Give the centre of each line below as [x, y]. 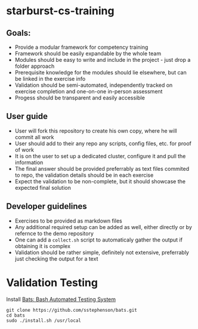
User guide [27, 116]
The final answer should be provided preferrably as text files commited [102, 168]
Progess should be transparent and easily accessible [80, 98]
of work [24, 149]
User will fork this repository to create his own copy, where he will [96, 131]
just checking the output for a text [56, 258]
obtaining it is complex [42, 246]
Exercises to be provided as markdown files [68, 221]
